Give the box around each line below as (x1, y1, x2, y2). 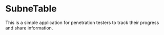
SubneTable (5, 3, 57, 14)
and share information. (5, 24, 53, 30)
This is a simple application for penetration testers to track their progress (5, 19, 159, 25)
